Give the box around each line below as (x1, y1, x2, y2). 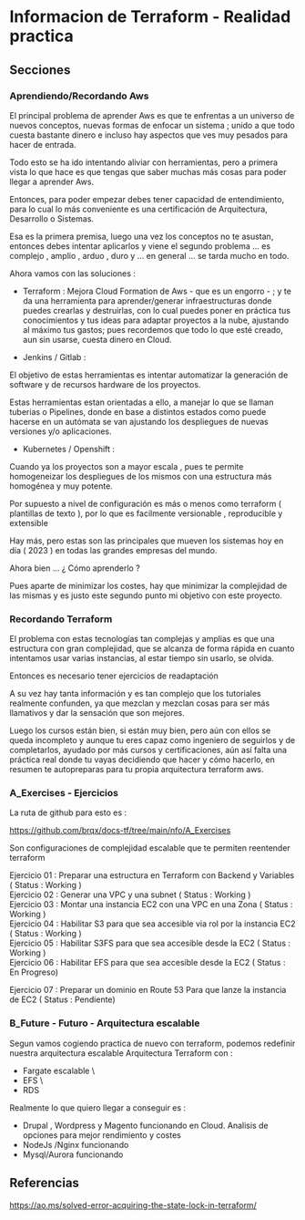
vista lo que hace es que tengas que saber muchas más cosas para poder (9, 166, 287, 177)
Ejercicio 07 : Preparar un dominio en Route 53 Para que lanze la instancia (9, 985, 287, 996)
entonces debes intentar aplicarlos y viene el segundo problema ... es (9, 240, 271, 252)
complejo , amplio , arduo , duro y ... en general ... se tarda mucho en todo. (9, 250, 290, 261)
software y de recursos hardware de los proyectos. (9, 378, 201, 389)
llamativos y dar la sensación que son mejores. (9, 708, 185, 719)
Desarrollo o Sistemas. (9, 212, 94, 224)
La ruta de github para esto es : (9, 807, 127, 818)
